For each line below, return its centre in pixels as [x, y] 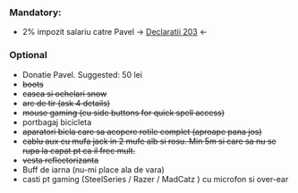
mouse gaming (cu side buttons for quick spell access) [123, 113]
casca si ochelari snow [64, 93]
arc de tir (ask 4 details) [66, 103]
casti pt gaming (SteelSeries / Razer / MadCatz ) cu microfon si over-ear [155, 179]
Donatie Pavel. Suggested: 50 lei [82, 74]
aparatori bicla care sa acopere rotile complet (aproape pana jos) [142, 131]
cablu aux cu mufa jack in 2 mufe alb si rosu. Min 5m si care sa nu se [149, 141]
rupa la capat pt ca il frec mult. [79, 150]
